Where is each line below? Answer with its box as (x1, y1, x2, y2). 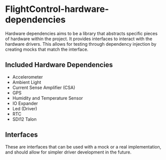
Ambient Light (12, 79, 41, 85)
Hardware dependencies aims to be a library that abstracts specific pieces (5, 30, 158, 36)
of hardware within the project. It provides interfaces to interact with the (5, 36, 153, 42)
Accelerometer (12, 74, 43, 80)
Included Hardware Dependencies (5, 61, 113, 69)
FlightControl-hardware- (5, 3, 109, 15)
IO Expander (12, 100, 38, 106)
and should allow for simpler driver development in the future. (5, 149, 132, 155)
